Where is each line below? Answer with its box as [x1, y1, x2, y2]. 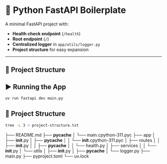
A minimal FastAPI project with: [5, 21, 69, 27]
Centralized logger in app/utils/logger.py [12, 41, 100, 47]
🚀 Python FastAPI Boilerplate [5, 4, 126, 16]
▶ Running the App [5, 82, 66, 91]
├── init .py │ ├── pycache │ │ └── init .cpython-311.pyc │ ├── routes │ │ [5, 137, 161, 143]
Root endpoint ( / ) [12, 36, 49, 42]
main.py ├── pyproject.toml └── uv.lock [5, 153, 89, 159]
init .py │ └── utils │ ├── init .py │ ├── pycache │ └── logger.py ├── [5, 148, 150, 154]
